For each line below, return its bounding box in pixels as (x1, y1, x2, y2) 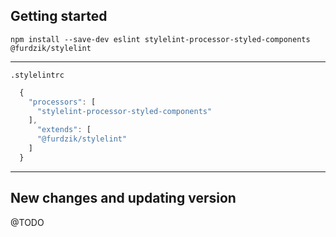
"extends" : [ (36, 125, 92, 135)
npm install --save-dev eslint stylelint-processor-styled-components (10, 34, 311, 44)
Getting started (10, 8, 108, 25)
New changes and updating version (10, 190, 237, 207)
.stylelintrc (10, 70, 65, 80)
